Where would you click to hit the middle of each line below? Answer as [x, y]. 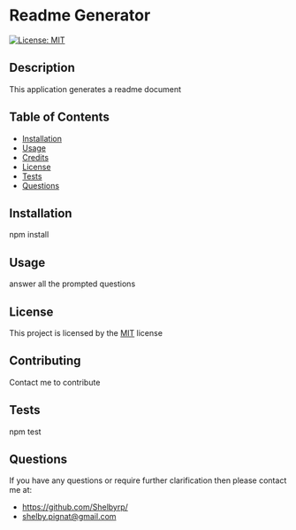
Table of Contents [60, 117]
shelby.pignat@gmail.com [69, 517]
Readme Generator [80, 16]
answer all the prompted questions [72, 284]
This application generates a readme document [95, 89]
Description [42, 68]
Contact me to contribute [55, 382]
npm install [29, 235]
